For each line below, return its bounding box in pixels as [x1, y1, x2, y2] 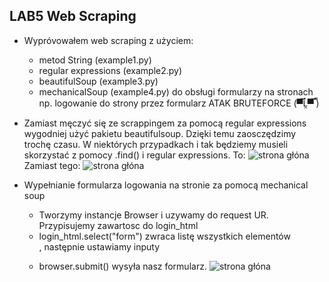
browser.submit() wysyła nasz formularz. [38, 260, 207, 272]
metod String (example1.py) [38, 54, 152, 66]
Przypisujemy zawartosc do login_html [38, 219, 199, 231]
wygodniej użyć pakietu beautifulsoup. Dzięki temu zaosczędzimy [23, 127, 297, 139]
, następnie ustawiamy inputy [38, 240, 161, 253]
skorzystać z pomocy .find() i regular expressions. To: [23, 149, 246, 161]
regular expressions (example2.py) [38, 64, 183, 76]
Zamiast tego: [23, 159, 81, 171]
